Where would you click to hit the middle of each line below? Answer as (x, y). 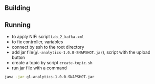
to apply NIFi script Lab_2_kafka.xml (48, 37)
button (18, 57)
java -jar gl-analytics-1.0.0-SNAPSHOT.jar (50, 77)
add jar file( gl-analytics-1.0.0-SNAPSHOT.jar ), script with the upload (81, 52)
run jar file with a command (39, 68)
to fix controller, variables (37, 42)
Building (17, 8)
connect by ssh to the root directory (48, 47)
